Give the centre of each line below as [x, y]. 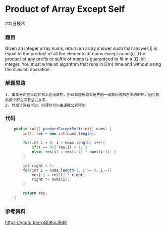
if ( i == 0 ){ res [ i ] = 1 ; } [59, 147]
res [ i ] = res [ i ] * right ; [58, 175]
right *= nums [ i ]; [51, 179]
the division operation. [28, 70]
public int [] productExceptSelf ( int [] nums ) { [63, 129]
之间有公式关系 [33, 100]
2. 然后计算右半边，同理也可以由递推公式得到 [45, 105]
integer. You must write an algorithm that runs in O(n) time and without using [83, 64]
